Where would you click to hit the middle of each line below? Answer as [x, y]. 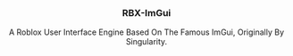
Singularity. [146, 42]
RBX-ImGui [146, 12]
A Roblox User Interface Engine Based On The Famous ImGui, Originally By [146, 32]
